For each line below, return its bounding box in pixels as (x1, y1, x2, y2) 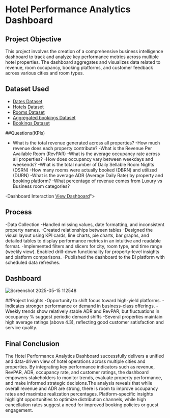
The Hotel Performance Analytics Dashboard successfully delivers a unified (5, 353, 164, 359)
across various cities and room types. (5, 70, 84, 76)
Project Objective (5, 35, 62, 43)
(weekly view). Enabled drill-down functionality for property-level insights (5, 249, 159, 255)
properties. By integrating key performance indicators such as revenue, (5, 364, 155, 370)
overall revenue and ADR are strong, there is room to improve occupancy (5, 385, 158, 391)
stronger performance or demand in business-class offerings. (25, 303, 155, 309)
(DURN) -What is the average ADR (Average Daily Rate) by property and (12, 172, 163, 178)
